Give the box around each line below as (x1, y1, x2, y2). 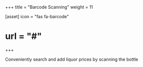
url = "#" (5, 31, 42, 42)
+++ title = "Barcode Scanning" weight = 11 (5, 4, 93, 10)
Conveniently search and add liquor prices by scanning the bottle (5, 56, 139, 62)
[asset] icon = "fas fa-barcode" (5, 14, 69, 19)
